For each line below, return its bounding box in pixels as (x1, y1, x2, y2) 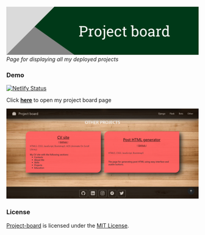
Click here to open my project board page (6, 96, 112, 104)
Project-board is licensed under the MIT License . (6, 222, 129, 229)
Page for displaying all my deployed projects (6, 56, 119, 63)
